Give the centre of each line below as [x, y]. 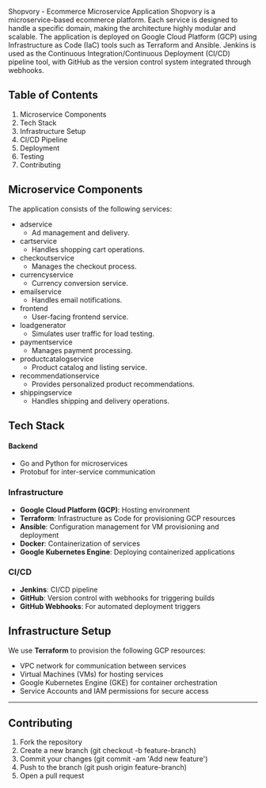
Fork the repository [51, 742]
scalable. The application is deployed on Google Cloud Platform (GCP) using [133, 36]
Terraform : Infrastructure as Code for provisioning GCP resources [127, 518]
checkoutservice [47, 257]
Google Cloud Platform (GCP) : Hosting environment [104, 509]
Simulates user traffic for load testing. [93, 333]
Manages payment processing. [82, 350]
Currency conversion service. [80, 283]
